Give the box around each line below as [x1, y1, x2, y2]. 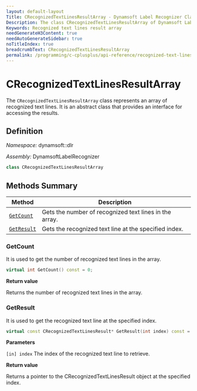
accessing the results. [6, 109, 60, 116]
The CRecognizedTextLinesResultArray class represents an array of [6, 97, 168, 104]
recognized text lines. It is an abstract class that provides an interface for [6, 103, 183, 110]
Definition [6, 126, 43, 136]
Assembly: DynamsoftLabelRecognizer [6, 153, 100, 160]
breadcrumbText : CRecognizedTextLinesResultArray [6, 47, 130, 53]
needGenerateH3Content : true [6, 30, 77, 36]
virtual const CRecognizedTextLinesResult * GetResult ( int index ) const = [6, 328, 191, 334]
